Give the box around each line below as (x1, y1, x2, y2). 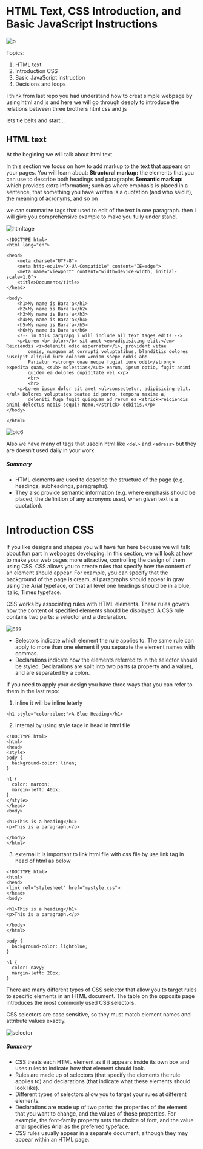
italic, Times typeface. (6, 588, 62, 596)
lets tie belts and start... (6, 117, 65, 124)
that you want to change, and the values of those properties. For (15, 1109, 176, 1117)
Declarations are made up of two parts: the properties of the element (15, 1103, 187, 1111)
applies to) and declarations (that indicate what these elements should (15, 1077, 191, 1084)
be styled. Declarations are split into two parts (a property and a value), (15, 662, 193, 670)
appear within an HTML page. (15, 1136, 90, 1143)
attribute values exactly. (6, 1017, 66, 1024)
